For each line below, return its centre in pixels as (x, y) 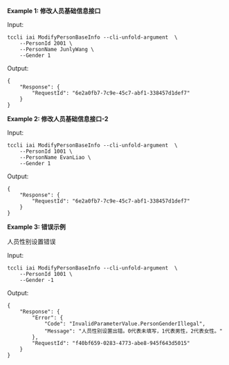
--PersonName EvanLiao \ (55, 158)
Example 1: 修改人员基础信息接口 (54, 11)
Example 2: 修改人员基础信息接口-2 (58, 119)
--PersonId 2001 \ (46, 44)
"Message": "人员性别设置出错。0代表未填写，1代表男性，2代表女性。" (133, 331)
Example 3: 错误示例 (36, 227)
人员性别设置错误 (31, 242)
